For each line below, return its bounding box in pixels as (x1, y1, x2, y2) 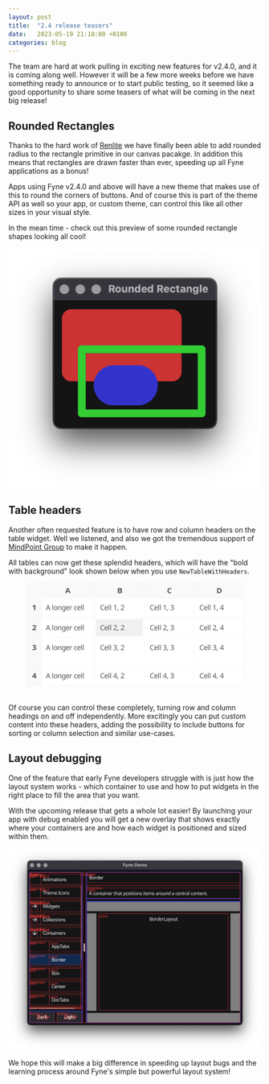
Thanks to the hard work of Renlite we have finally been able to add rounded (8, 141, 262, 151)
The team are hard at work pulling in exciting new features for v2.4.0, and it (8, 61, 257, 72)
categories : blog (8, 39, 67, 47)
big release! (8, 96, 47, 106)
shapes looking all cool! (8, 232, 87, 242)
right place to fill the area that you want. (8, 790, 141, 800)
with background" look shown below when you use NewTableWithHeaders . (8, 566, 251, 576)
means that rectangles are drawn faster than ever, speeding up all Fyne (8, 158, 244, 168)
